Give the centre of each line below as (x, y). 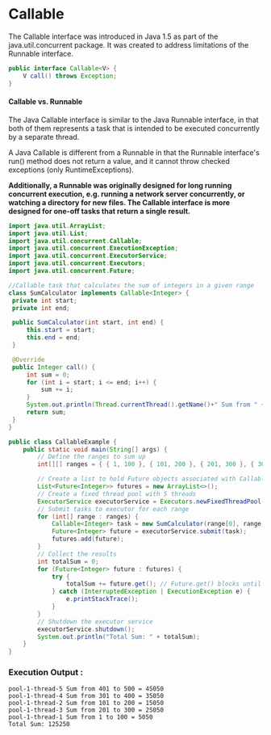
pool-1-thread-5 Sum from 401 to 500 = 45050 (86, 689)
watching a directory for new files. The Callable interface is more (119, 202)
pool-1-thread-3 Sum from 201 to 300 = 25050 (86, 710)
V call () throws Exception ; (70, 76)
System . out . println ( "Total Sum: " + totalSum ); (119, 636)
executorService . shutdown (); (86, 629)
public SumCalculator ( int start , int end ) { (88, 323)
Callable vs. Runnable (46, 102)
